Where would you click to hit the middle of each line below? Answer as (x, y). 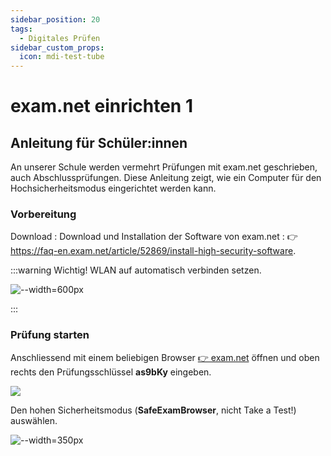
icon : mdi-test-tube (62, 57)
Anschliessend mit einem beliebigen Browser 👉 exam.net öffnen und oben (165, 357)
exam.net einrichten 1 (101, 106)
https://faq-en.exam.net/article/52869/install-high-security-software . (153, 251)
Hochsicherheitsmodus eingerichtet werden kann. (113, 188)
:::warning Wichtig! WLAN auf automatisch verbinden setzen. (136, 270)
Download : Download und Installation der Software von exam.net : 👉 (154, 237)
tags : (21, 29)
